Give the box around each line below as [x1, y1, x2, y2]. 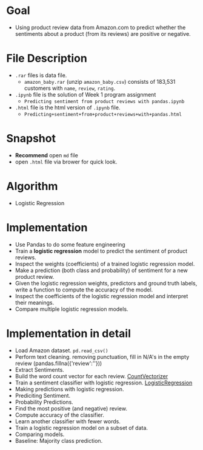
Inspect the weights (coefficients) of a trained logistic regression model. [15, 260, 195, 267]
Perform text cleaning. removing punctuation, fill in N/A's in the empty [15, 353, 190, 360]
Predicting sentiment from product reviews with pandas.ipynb [24, 98, 185, 104]
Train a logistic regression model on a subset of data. [15, 424, 148, 431]
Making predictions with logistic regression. [15, 385, 124, 392]
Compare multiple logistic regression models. [15, 305, 128, 313]
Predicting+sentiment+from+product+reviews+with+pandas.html [24, 111, 182, 117]
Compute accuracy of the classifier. [15, 411, 104, 418]
